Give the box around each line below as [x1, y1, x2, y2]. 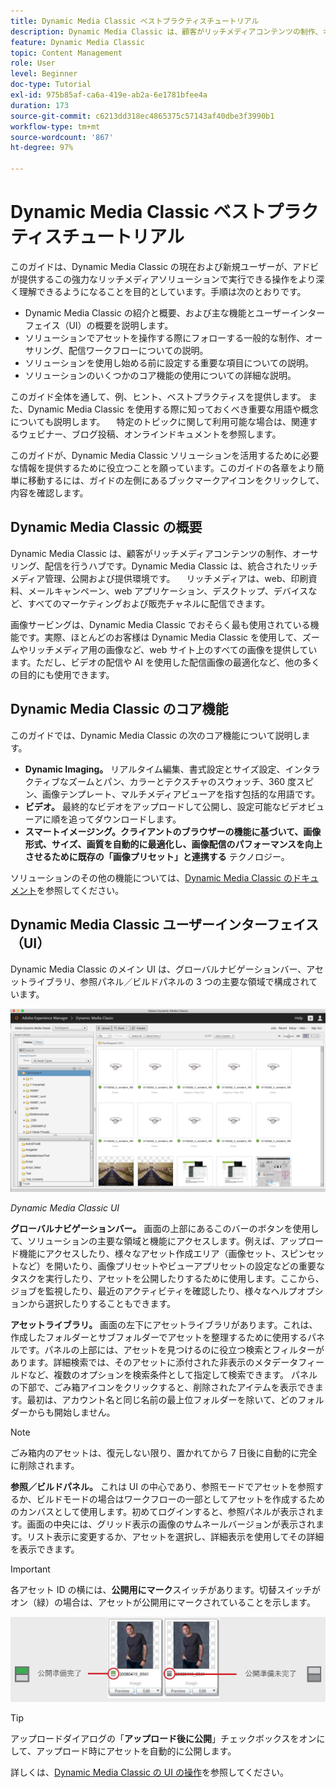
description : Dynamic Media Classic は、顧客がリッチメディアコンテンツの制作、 [10, 26, 323, 37]
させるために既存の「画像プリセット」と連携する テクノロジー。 [24, 850, 290, 862]
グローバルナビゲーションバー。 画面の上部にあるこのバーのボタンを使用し [10, 1222, 320, 1234]
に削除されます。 [10, 1459, 80, 1471]
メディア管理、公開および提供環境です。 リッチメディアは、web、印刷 [10, 572, 309, 584]
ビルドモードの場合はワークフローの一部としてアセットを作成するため [36, 1493, 326, 1505]
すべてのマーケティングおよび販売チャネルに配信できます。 [27, 597, 271, 609]
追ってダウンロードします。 [68, 813, 182, 825]
